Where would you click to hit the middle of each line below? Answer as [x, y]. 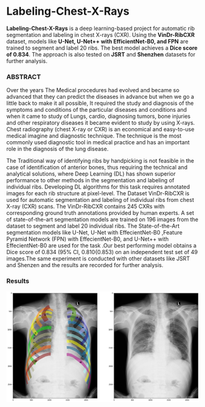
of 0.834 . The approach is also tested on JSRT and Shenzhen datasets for [101, 54]
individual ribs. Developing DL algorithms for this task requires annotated [98, 187]
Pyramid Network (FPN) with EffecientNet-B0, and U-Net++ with [88, 239]
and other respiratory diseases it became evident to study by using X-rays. [101, 123]
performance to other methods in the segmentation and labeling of [90, 180]
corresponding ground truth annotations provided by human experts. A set [100, 213]
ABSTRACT [24, 77]
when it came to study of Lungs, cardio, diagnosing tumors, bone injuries [99, 116]
